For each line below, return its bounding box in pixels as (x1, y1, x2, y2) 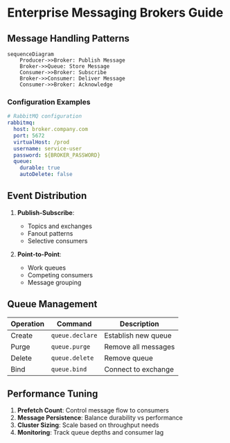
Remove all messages (103, 342, 175, 351)
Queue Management (7, 298, 98, 310)
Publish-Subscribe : (17, 208, 75, 216)
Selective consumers (27, 236, 88, 245)
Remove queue (103, 353, 154, 363)
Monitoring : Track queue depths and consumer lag (17, 428, 164, 437)
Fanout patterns (27, 229, 73, 237)
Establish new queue (103, 331, 172, 340)
